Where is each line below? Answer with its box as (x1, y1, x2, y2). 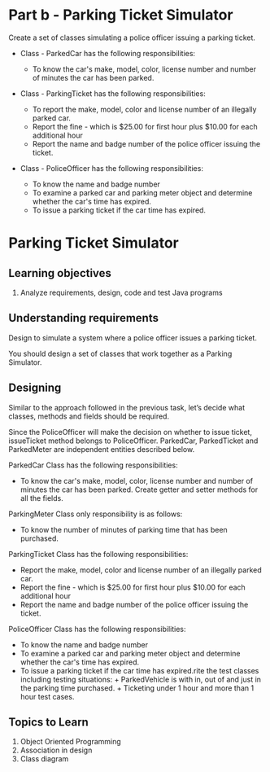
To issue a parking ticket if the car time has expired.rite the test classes (20, 665, 259, 675)
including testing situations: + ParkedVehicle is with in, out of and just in (20, 674, 262, 684)
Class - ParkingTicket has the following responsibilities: (20, 88, 206, 99)
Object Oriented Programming (20, 737, 122, 747)
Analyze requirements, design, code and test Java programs (20, 287, 223, 297)
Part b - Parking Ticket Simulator (8, 6, 233, 24)
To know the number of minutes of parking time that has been (20, 524, 228, 534)
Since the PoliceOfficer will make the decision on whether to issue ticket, (8, 427, 252, 436)
